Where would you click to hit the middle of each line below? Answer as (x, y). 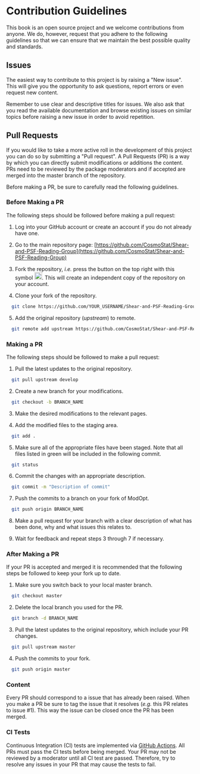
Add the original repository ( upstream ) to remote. (75, 318)
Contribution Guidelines (67, 11)
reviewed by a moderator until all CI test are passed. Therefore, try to (91, 758)
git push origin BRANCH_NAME (48, 509)
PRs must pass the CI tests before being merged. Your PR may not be (91, 751)
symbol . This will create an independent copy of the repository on (100, 277)
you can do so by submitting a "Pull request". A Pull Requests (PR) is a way (98, 156)
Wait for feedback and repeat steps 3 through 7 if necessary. (90, 539)
